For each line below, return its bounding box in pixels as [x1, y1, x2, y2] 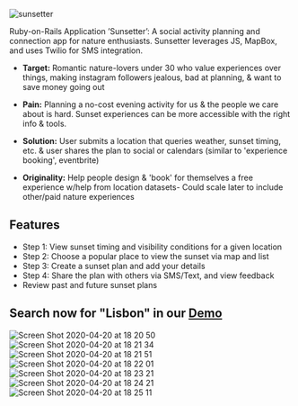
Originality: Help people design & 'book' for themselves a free [22, 172, 254, 183]
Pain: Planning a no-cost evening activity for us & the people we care [22, 99, 279, 110]
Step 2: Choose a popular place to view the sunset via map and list [22, 250, 269, 261]
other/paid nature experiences [22, 192, 135, 202]
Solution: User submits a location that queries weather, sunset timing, [22, 136, 281, 146]
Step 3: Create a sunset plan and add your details [22, 260, 206, 271]
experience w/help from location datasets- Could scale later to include [22, 182, 284, 193]
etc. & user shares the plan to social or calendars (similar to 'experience [22, 145, 288, 156]
